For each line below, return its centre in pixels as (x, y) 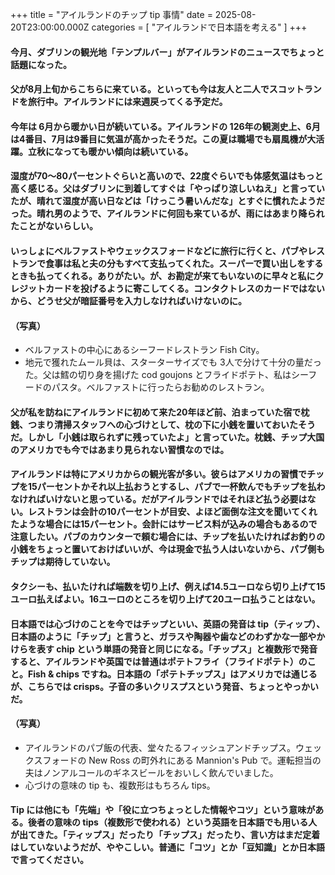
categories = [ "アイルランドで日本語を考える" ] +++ (199, 27)
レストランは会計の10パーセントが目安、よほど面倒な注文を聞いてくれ (172, 512)
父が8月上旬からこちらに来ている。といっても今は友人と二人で (140, 89)
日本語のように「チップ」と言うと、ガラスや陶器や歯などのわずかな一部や (163, 636)
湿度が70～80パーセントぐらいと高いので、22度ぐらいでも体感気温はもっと (167, 176)
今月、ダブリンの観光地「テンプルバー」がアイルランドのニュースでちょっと (167, 52)
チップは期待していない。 (63, 562)
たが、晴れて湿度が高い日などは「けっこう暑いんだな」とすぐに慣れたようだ (167, 201)
